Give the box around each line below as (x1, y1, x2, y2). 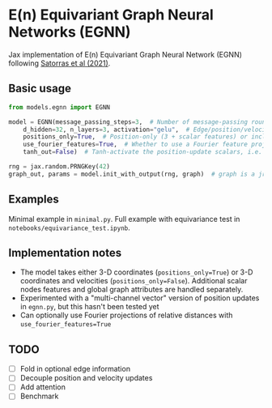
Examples (8, 193, 59, 206)
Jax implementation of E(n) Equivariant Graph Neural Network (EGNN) (8, 49, 243, 59)
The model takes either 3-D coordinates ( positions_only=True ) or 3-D (19, 267, 253, 277)
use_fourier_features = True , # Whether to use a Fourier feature (23, 140, 249, 149)
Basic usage (8, 82, 71, 96)
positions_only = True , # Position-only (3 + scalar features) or (23, 133, 249, 141)
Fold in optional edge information (19, 364, 131, 374)
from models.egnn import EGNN (8, 103, 111, 111)
